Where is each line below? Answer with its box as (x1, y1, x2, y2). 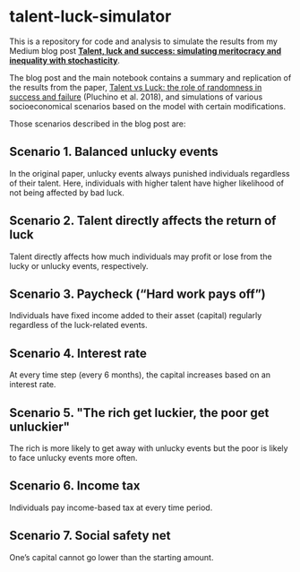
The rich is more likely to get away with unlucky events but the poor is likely (9, 443, 288, 454)
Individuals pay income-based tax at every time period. (9, 502, 213, 513)
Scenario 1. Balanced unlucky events (9, 144, 219, 160)
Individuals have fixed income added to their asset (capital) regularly (9, 310, 262, 321)
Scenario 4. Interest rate (9, 345, 148, 360)
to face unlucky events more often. (9, 453, 138, 463)
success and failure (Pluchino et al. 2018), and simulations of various (9, 91, 263, 102)
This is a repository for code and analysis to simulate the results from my (9, 36, 278, 47)
